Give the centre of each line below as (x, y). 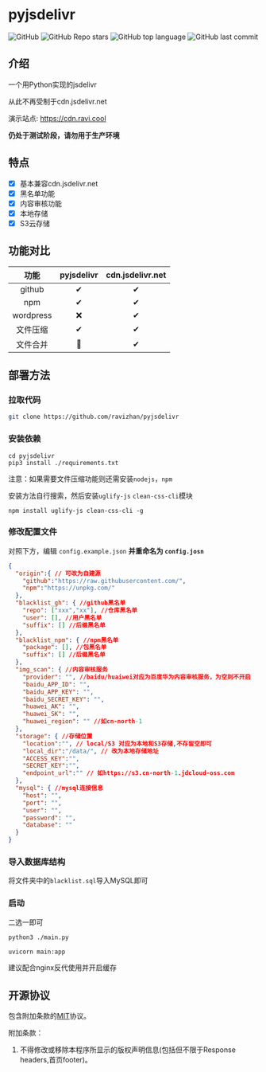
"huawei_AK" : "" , (51, 706)
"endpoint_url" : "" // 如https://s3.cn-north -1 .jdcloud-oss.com (129, 773)
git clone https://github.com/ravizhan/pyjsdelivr (94, 417)
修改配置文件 (33, 532)
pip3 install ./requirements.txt (64, 463)
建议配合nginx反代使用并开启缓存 (63, 968)
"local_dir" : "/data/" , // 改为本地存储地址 (91, 751)
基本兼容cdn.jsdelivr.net (59, 183)
